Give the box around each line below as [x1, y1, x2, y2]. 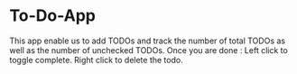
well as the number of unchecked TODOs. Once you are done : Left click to [9, 44, 289, 55]
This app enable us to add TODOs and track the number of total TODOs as [9, 35, 286, 46]
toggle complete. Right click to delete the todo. [9, 54, 183, 65]
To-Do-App [9, 5, 97, 26]
